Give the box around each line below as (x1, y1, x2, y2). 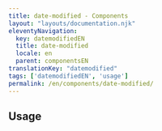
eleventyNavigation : (8, 27, 79, 35)
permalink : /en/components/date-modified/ (8, 79, 154, 87)
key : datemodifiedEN (15, 34, 85, 43)
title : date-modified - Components (8, 11, 129, 20)
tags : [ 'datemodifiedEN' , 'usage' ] (8, 72, 129, 80)
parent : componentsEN (15, 57, 89, 65)
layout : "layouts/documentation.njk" (8, 19, 136, 27)
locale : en (15, 49, 53, 57)
